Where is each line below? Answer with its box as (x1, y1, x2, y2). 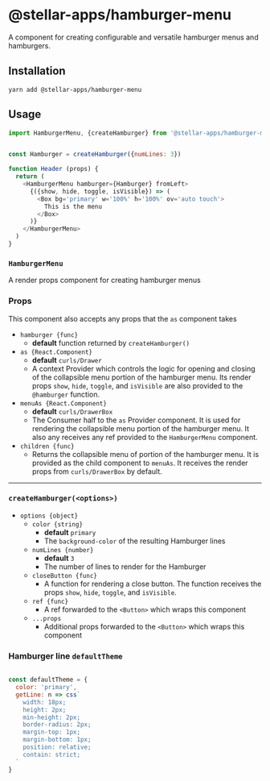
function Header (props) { (8, 165, 99, 173)
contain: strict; (22, 750, 81, 758)
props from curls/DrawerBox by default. (31, 466, 162, 476)
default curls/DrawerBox (31, 406, 113, 416)
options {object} (19, 512, 79, 520)
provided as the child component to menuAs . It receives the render (31, 458, 248, 467)
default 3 (43, 553, 75, 563)
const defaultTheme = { (8, 675, 88, 684)
